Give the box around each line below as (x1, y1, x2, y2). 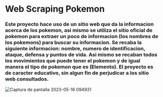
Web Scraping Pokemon (5, 3, 105, 15)
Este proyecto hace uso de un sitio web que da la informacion (5, 21, 154, 28)
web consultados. (5, 76, 49, 82)
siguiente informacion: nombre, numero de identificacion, (5, 45, 145, 52)
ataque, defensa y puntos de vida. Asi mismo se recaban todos (5, 51, 158, 58)
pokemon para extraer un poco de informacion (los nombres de (5, 33, 159, 40)
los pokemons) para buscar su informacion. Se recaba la (5, 39, 142, 46)
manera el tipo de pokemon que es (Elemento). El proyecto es (5, 63, 153, 70)
